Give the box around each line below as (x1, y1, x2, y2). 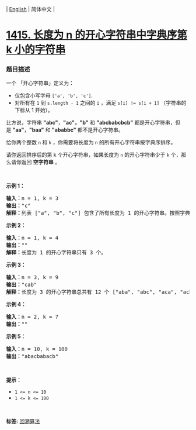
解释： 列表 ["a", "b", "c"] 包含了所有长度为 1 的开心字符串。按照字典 (6, 210, 191, 216)
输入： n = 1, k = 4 (6, 235, 59, 242)
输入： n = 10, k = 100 (6, 346, 68, 353)
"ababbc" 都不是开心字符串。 (51, 126, 124, 133)
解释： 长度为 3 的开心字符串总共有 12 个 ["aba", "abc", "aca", (6, 289, 177, 295)
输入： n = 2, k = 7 (6, 314, 59, 321)
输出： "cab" (6, 281, 37, 288)
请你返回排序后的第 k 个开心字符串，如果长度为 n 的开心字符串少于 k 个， (6, 152, 181, 159)
